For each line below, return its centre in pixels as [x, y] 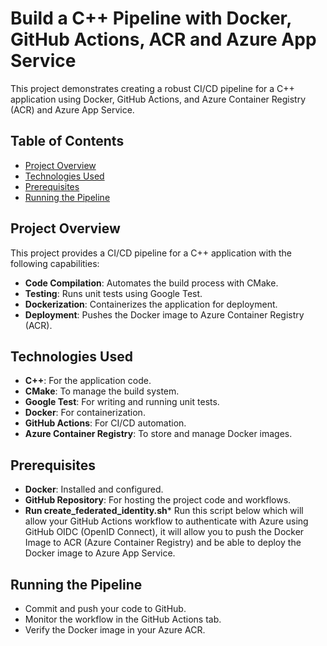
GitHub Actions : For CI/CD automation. [105, 423]
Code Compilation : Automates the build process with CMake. [151, 283]
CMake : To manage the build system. [102, 391]
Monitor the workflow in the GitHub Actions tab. [123, 619]
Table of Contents [67, 141]
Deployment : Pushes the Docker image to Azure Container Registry [164, 314]
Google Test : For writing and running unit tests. [122, 402]
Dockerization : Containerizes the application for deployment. [151, 304]
